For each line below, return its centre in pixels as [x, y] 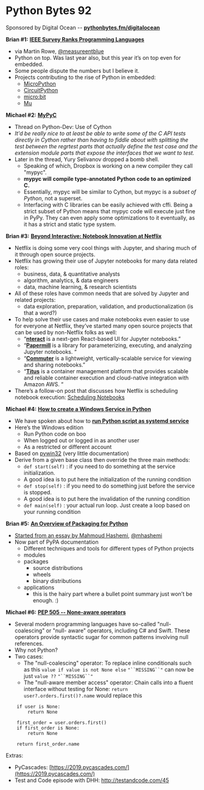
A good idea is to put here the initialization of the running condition [107, 479]
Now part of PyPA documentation [56, 542]
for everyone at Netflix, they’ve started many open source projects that [104, 326]
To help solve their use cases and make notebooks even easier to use [102, 319]
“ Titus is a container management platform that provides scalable [106, 371]
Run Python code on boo [55, 434]
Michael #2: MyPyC [31, 115]
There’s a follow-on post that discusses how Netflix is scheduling [96, 390]
